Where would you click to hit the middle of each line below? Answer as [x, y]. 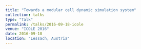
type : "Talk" [19, 19]
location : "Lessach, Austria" [38, 39]
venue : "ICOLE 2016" [27, 29]
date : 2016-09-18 [24, 34]
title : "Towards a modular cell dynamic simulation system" [71, 10]
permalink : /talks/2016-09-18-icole [44, 24]
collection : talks [25, 15]
